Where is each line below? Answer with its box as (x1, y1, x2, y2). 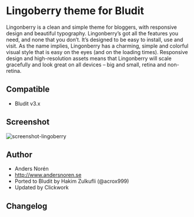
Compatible (6, 84, 50, 95)
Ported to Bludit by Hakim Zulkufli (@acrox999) (14, 178, 129, 185)
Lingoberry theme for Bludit (6, 4, 145, 18)
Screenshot (6, 117, 50, 127)
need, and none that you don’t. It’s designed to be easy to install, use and (6, 36, 183, 43)
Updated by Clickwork (14, 184, 69, 191)
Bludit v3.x (14, 100, 41, 107)
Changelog (6, 201, 48, 211)
